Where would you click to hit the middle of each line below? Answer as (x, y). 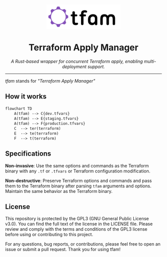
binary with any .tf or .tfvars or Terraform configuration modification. (78, 171)
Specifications (28, 154)
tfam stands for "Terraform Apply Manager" (50, 81)
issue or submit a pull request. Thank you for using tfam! (63, 250)
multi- (150, 61)
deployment (74, 67)
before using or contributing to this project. (49, 235)
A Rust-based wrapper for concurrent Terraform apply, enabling (77, 61)
